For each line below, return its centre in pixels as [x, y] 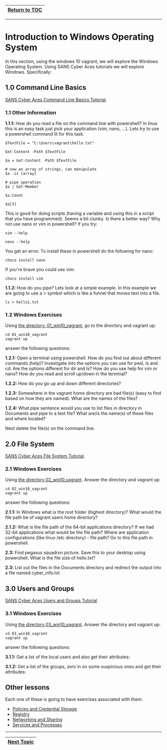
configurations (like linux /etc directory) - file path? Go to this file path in [79, 538]
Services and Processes [37, 725]
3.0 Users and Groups [40, 588]
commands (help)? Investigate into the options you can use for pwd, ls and [82, 363]
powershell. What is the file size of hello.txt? [50, 558]
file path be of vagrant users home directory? [51, 517]
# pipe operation [23, 182]
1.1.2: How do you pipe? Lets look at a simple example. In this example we [81, 288]
